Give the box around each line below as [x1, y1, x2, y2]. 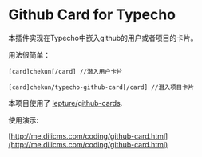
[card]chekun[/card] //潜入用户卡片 [8, 67, 123, 75]
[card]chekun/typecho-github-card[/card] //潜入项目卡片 [8, 83, 195, 91]
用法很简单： [8, 50, 50, 59]
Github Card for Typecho [8, 6, 176, 24]
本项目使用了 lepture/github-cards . [8, 98, 123, 107]
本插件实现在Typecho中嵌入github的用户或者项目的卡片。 [8, 33, 198, 42]
